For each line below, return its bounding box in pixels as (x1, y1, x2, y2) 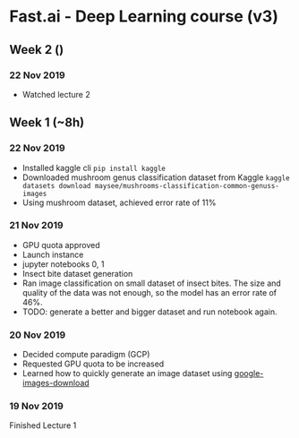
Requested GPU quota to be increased (21, 358, 165, 369)
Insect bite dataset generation (21, 268, 133, 279)
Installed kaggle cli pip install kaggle (21, 162, 166, 173)
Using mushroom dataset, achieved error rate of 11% (21, 197, 217, 208)
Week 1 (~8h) (9, 115, 85, 131)
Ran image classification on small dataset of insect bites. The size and (21, 278, 282, 288)
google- (234, 368, 264, 379)
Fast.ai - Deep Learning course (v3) (9, 6, 279, 27)
